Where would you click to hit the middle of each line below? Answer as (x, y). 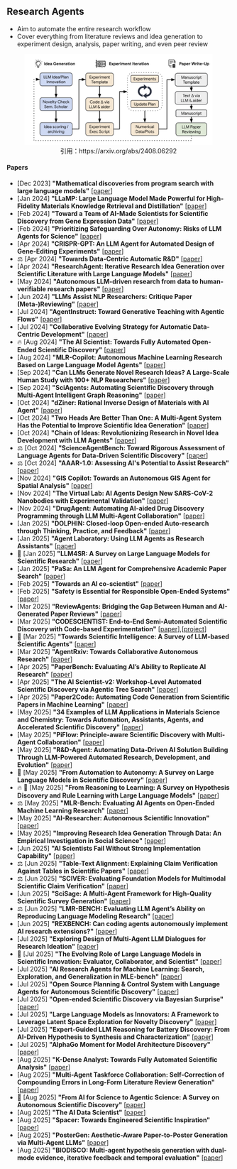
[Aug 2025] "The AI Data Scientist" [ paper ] (81, 1112)
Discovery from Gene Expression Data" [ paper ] (88, 221)
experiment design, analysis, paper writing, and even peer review (112, 44)
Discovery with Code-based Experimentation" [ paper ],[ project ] (112, 629)
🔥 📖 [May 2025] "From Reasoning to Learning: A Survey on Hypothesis (123, 787)
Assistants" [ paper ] (46, 545)
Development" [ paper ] (75, 334)
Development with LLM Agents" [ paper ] (77, 440)
